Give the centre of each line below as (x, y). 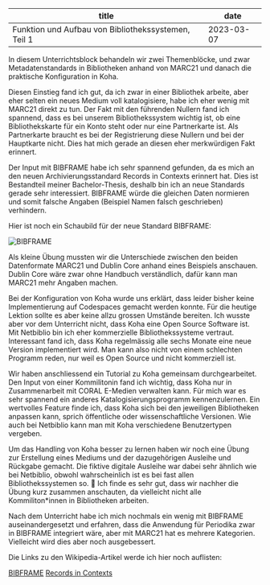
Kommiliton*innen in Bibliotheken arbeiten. (79, 501)
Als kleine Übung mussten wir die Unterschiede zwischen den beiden (123, 257)
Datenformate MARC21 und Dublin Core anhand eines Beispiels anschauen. (133, 266)
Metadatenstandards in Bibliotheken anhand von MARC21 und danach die (130, 68)
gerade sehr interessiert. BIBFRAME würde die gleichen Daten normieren (129, 193)
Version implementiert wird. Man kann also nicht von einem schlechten (125, 350)
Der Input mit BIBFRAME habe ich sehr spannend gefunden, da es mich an (131, 167)
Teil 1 (23, 39)
